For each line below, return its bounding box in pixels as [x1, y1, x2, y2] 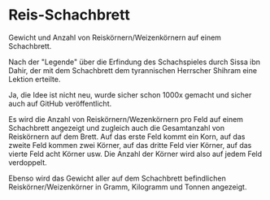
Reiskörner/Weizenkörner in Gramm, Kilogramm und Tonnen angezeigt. [8, 181, 247, 192]
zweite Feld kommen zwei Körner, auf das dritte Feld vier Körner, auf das [8, 140, 252, 150]
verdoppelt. [8, 157, 47, 167]
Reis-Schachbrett [8, 6, 130, 24]
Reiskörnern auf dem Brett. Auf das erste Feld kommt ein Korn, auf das [8, 132, 246, 141]
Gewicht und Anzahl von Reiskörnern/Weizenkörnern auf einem [8, 33, 222, 42]
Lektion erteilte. [8, 74, 61, 84]
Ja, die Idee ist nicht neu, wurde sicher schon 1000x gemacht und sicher [8, 89, 252, 99]
